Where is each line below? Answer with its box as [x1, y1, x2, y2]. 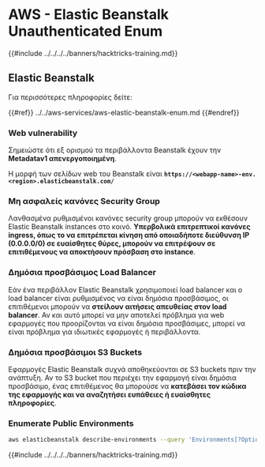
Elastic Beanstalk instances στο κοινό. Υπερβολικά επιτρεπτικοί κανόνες [8, 222, 251, 232]
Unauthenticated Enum [8, 22, 163, 40]
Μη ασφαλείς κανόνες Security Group [8, 195, 160, 206]
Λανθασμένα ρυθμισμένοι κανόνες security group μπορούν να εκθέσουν [8, 213, 248, 223]
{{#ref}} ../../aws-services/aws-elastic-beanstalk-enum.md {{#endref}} [8, 107, 240, 117]
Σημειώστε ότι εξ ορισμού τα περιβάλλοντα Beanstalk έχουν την [8, 145, 222, 155]
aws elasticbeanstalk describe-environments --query [8, 436, 185, 444]
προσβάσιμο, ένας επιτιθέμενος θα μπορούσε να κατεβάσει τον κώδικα [8, 381, 247, 390]
